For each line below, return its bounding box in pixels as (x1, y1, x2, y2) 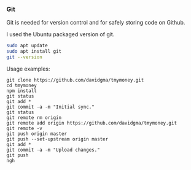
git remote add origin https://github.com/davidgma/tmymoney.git (6, 120, 177, 126)
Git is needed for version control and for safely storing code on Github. (6, 19, 185, 26)
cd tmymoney (6, 82, 37, 88)
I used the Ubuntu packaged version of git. (6, 31, 115, 38)
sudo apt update (6, 42, 48, 49)
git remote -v (6, 125, 43, 131)
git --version (6, 54, 43, 60)
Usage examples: (6, 65, 50, 72)
